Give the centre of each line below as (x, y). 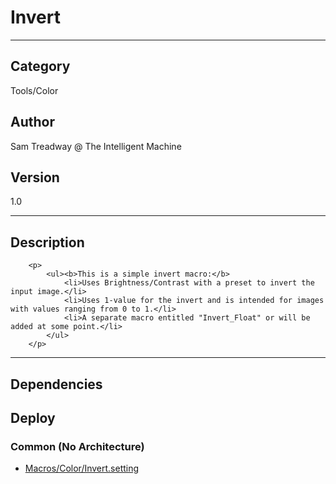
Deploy (33, 417)
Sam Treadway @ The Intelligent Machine (96, 146)
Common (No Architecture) (77, 446)
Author (32, 122)
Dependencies (56, 384)
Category (40, 66)
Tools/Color (34, 90)
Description (47, 242)
